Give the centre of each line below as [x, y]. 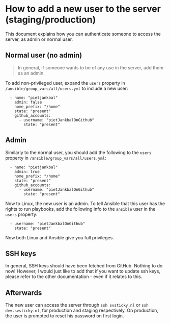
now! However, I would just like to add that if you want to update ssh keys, [83, 271]
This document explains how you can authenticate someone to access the [83, 34]
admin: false [28, 102]
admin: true [27, 171]
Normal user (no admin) [44, 55]
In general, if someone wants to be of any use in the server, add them [91, 67]
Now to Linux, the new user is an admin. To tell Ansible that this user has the [85, 203]
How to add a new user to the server [83, 9]
